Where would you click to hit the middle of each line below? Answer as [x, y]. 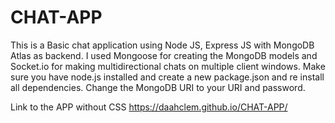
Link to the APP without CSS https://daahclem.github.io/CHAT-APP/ [149, 107]
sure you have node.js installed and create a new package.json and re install [167, 77]
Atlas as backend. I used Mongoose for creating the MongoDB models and [164, 55]
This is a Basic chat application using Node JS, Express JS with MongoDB [162, 45]
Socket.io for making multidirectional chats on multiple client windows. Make [168, 66]
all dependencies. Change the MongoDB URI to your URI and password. [158, 87]
